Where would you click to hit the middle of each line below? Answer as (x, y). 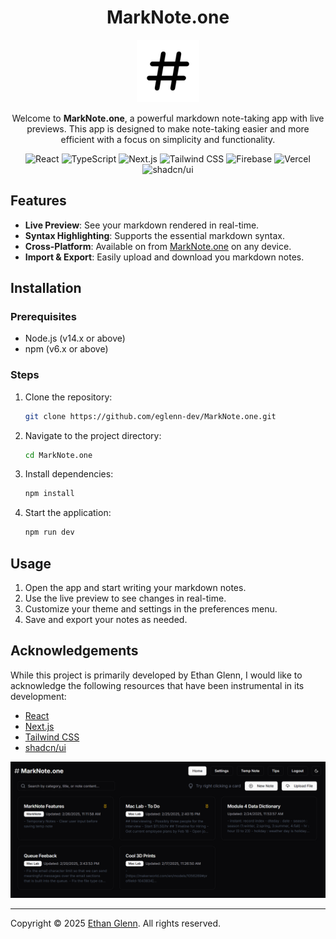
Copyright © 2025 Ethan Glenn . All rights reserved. (116, 923)
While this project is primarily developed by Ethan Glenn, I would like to (156, 675)
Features (38, 201)
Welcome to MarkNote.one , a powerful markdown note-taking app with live (168, 118)
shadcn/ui (45, 747)
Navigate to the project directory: (93, 435)
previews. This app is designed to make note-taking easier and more (168, 128)
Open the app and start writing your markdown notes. (135, 588)
